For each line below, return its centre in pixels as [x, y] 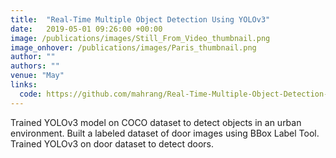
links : [24, 85]
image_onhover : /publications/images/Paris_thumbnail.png [133, 47]
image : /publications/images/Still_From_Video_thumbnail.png [140, 38]
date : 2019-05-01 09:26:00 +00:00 [86, 29]
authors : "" [35, 66]
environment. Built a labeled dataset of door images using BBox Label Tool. [165, 133]
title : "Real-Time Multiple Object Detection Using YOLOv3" [140, 19]
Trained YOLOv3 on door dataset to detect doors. [112, 143]
